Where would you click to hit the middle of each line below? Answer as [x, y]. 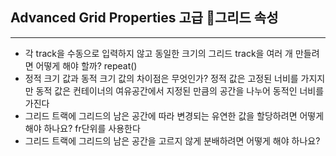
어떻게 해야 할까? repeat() [86, 65]
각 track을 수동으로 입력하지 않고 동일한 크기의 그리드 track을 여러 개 [158, 53]
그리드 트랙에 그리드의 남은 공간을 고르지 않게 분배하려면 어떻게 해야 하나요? [172, 140]
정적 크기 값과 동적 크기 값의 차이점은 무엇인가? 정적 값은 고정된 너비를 [161, 78]
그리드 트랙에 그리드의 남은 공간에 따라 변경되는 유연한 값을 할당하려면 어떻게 [174, 115]
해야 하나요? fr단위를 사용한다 [82, 128]
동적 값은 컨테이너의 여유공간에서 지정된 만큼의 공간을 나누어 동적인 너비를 [180, 90]
